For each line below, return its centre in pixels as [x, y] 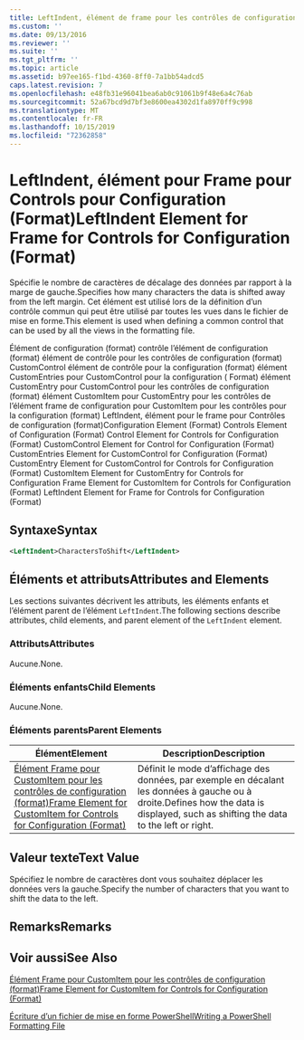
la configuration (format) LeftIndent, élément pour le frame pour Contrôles [147, 415]
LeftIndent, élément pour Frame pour [151, 181]
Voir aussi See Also [63, 957]
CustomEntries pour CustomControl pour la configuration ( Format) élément [150, 377]
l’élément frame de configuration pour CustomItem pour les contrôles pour [148, 406]
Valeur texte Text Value [75, 858]
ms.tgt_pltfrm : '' [44, 60]
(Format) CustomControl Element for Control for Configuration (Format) [142, 444]
